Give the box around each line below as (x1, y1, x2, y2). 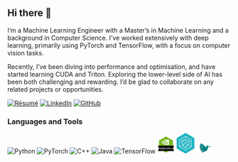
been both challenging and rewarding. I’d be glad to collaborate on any (7, 77, 215, 86)
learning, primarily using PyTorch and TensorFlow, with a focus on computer (7, 40, 231, 50)
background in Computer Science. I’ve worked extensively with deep (7, 33, 210, 42)
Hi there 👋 (7, 7, 52, 19)
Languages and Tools (7, 117, 83, 126)
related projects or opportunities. (7, 85, 104, 93)
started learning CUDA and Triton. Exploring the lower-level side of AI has (7, 70, 222, 78)
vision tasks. (7, 48, 44, 57)
